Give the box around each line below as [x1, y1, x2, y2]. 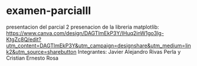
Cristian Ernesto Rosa [6, 54, 59, 61]
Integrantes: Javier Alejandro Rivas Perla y [77, 48, 181, 55]
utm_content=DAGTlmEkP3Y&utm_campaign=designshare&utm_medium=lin [6, 42, 191, 49]
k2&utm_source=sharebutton [6, 48, 77, 55]
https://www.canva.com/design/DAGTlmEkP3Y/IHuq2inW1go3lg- [6, 29, 164, 36]
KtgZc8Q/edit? [6, 36, 41, 43]
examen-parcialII [6, 4, 91, 18]
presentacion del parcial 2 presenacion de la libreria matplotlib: [6, 23, 159, 30]
